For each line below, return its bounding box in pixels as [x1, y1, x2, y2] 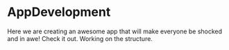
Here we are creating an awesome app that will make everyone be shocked [7, 27, 223, 35]
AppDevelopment [7, 4, 111, 20]
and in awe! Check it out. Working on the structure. [7, 34, 153, 42]
